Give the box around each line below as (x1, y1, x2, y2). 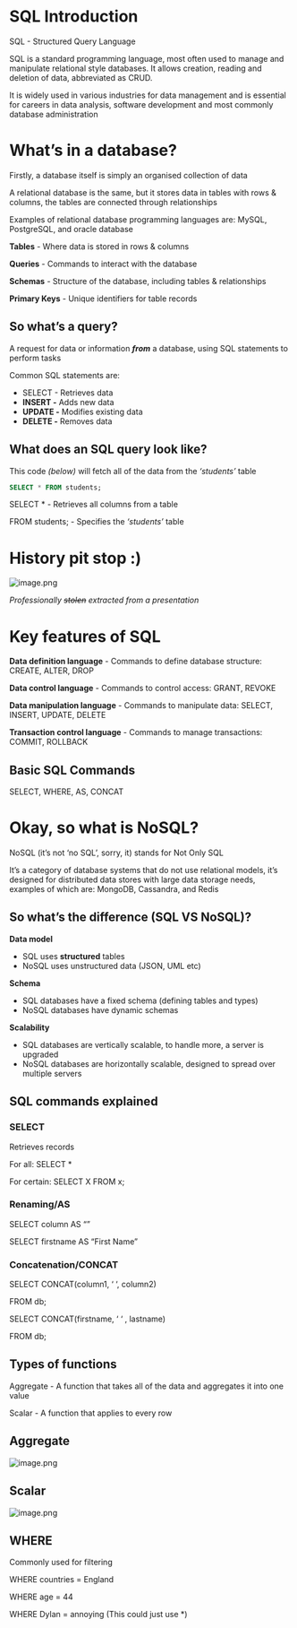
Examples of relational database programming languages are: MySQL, (9, 213, 267, 225)
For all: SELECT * (9, 1158, 72, 1169)
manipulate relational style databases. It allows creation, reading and (9, 63, 262, 74)
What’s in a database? (9, 141, 177, 160)
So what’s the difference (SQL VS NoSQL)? (9, 910, 252, 925)
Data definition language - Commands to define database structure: (9, 656, 262, 667)
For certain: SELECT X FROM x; (9, 1176, 125, 1187)
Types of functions (9, 1356, 117, 1373)
